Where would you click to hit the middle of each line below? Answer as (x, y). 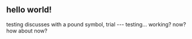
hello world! (29, 10)
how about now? (27, 31)
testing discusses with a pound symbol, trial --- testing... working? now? (96, 24)
